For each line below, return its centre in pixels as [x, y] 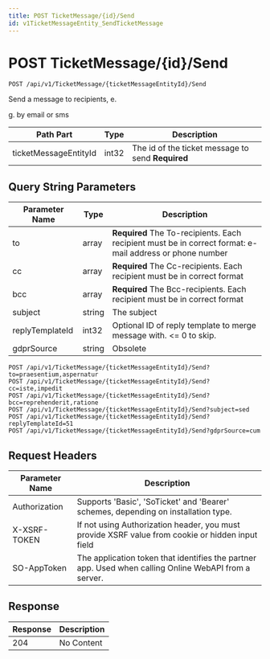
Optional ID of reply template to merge [184, 325]
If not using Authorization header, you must [158, 525]
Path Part [54, 135]
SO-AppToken [39, 568]
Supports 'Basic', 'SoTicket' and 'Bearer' [153, 501]
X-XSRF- [31, 530]
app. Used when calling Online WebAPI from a [164, 568]
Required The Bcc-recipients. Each [179, 289]
